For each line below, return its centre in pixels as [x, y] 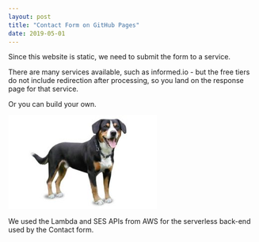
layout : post [30, 17]
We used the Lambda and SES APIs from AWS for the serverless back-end [129, 221]
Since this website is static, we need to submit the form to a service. [120, 57]
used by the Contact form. [51, 230]
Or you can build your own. [52, 104]
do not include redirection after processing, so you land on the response [126, 81]
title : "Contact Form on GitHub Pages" [74, 25]
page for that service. [44, 89]
